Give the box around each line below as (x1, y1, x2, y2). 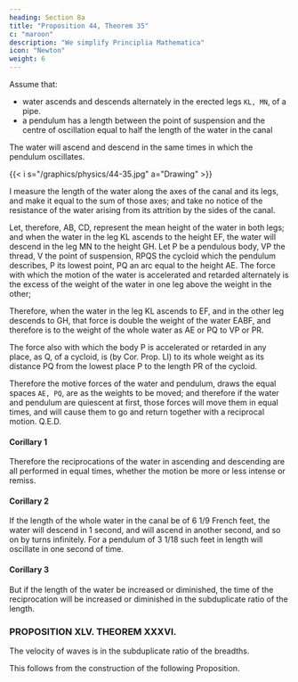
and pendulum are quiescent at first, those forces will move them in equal (9, 398, 278, 407)
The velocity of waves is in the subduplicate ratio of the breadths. (9, 645, 250, 656)
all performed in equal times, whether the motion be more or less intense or (9, 465, 286, 477)
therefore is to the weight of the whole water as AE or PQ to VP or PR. (9, 325, 264, 335)
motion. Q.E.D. (9, 416, 62, 426)
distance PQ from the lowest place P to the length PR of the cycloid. (9, 361, 258, 371)
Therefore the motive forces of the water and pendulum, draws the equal (9, 378, 277, 389)
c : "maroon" (9, 29, 53, 38)
